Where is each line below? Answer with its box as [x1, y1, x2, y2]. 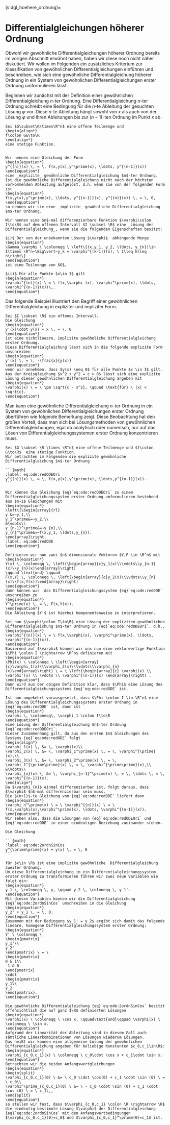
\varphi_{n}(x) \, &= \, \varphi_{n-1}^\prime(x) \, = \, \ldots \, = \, [5, 771, 165, 776]
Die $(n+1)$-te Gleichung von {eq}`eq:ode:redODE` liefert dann [5, 793, 145, 798]
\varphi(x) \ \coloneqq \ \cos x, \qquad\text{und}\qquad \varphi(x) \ [5, 1017, 160, 1022]
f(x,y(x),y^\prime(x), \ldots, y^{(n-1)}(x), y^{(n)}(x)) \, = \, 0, [5, 195, 156, 201]
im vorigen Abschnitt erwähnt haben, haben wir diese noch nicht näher [5, 55, 154, 61]
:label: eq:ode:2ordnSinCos [5, 842, 65, 848]
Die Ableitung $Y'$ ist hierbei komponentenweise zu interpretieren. [5, 610, 156, 616]
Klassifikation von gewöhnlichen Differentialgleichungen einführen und [5, 66, 154, 72]
